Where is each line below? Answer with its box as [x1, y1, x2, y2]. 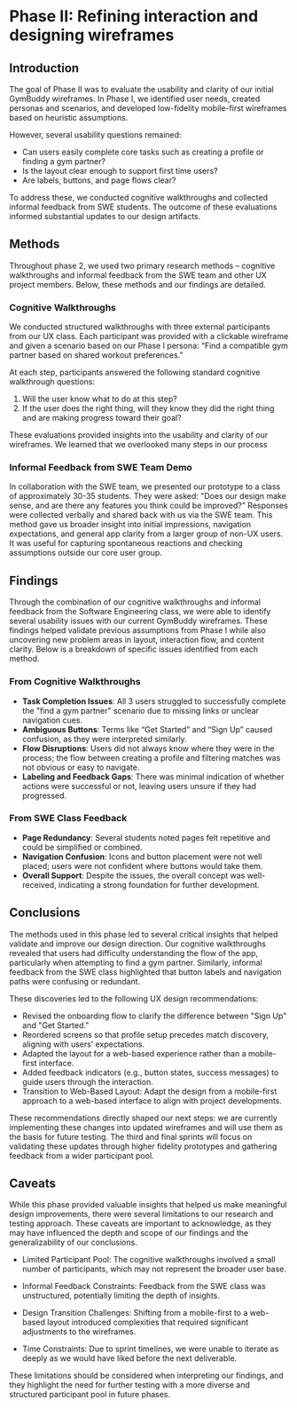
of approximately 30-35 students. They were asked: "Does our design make [9, 491, 286, 502]
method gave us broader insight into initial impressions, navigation [9, 519, 252, 530]
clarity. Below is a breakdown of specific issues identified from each [9, 644, 259, 654]
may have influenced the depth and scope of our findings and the [9, 1228, 249, 1238]
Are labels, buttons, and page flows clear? [21, 175, 176, 186]
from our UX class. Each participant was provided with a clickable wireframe [9, 331, 289, 342]
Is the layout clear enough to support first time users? [21, 166, 219, 176]
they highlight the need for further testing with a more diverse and [9, 1380, 251, 1390]
